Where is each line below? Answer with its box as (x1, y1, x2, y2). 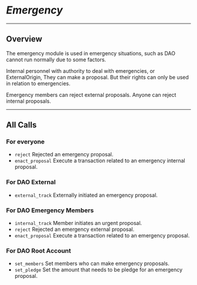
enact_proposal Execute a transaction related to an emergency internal (14, 157, 186, 165)
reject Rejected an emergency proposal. (14, 151, 114, 158)
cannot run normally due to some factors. (6, 56, 107, 63)
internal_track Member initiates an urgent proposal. (14, 220, 142, 227)
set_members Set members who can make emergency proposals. (14, 260, 170, 267)
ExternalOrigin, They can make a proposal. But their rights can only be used (6, 73, 189, 81)
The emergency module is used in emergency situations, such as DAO (6, 49, 176, 56)
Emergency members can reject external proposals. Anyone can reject (6, 91, 176, 98)
